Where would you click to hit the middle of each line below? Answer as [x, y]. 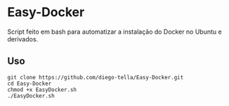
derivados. [23, 39]
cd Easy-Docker [30, 84]
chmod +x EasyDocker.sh [42, 90]
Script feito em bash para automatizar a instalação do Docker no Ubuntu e [115, 32]
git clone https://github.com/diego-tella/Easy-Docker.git [96, 77]
